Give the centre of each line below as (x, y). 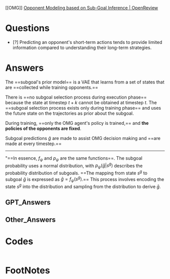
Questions (27, 28)
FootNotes (28, 270)
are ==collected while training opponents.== (52, 87)
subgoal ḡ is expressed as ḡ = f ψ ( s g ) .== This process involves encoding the (85, 179)
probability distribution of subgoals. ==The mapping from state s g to (76, 173)
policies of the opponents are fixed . (43, 128)
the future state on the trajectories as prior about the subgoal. (70, 113)
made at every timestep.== (33, 144)
